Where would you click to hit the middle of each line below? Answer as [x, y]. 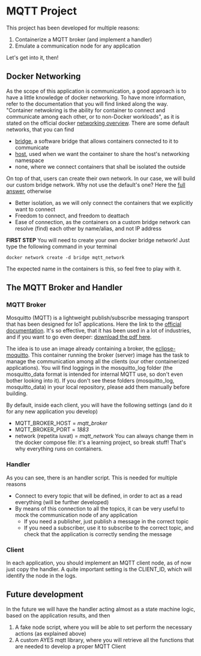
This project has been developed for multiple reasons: [73, 28]
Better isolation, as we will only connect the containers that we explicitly [104, 202]
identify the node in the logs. [42, 576]
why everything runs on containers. [59, 449]
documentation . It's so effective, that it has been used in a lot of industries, [99, 331]
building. [17, 393]
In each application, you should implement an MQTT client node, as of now [99, 563]
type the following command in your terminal [61, 246]
